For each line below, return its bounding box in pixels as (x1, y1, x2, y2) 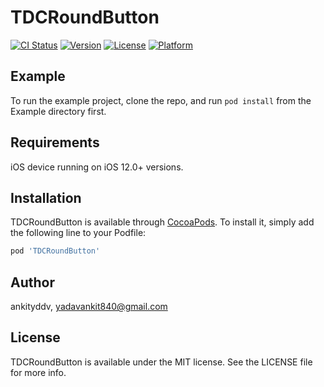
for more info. (10, 366, 67, 378)
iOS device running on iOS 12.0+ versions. (10, 161, 184, 173)
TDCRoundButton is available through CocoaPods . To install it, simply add (10, 216, 315, 228)
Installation (10, 189, 82, 206)
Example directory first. (10, 105, 107, 117)
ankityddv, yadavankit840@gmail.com (10, 301, 168, 313)
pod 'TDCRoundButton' (10, 246, 101, 256)
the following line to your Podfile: (10, 227, 147, 239)
